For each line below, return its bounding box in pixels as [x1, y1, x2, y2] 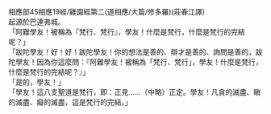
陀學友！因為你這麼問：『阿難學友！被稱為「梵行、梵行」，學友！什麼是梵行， [8, 57, 263, 67]
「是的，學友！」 [8, 77, 65, 87]
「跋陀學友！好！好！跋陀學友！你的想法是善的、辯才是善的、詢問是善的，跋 [8, 47, 263, 56]
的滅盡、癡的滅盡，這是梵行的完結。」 [8, 97, 132, 107]
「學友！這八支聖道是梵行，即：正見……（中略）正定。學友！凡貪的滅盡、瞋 [8, 88, 261, 96]
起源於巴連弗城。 [8, 17, 65, 26]
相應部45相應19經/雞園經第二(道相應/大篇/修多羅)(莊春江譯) [8, 7, 206, 16]
